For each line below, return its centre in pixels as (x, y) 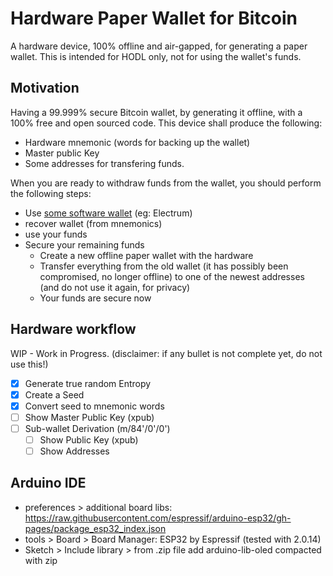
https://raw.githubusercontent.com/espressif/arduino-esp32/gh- (158, 518)
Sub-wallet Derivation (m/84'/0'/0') (97, 428)
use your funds (56, 234)
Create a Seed (54, 394)
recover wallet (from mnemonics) (93, 223)
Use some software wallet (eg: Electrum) (108, 213)
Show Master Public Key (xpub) (89, 417)
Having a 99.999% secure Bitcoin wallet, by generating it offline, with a (156, 112)
